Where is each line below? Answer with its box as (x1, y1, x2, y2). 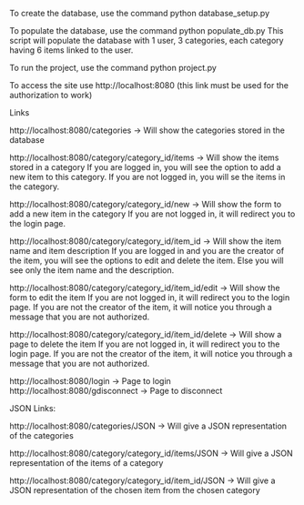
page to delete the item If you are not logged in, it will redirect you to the (9, 338, 280, 349)
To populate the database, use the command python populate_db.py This (9, 25, 284, 35)
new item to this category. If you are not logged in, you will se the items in (9, 172, 286, 182)
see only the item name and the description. (9, 265, 175, 276)
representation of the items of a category (9, 458, 164, 468)
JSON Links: (9, 403, 56, 413)
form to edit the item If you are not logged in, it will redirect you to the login (9, 292, 290, 303)
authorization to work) (9, 90, 93, 100)
